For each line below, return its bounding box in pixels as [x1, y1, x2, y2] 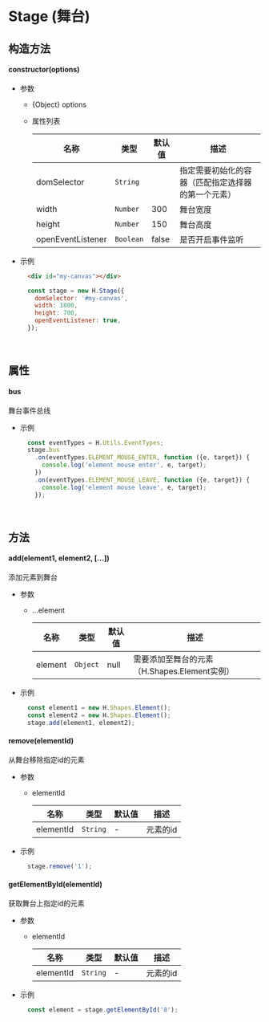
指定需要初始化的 [179, 165, 244, 176]
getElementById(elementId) [8, 880, 102, 890]
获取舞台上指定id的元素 [8, 898, 85, 908]
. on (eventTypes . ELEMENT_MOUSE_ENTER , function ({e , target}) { [34, 454, 251, 462]
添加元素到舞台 [8, 572, 58, 582]
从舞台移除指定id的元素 [8, 755, 85, 764]
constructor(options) [8, 65, 80, 75]
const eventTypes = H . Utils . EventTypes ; [27, 438, 164, 446]
